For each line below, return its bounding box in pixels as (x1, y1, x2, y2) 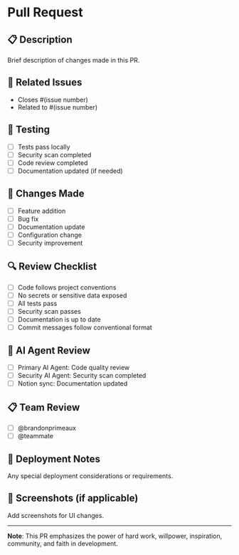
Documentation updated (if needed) (17, 166, 123, 175)
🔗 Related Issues (7, 76, 83, 89)
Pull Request (7, 4, 83, 21)
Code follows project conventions (17, 282, 117, 292)
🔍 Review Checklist (7, 260, 97, 273)
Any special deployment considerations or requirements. (7, 471, 174, 480)
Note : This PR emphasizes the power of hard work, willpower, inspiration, (7, 532, 223, 540)
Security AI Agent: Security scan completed (17, 371, 147, 380)
